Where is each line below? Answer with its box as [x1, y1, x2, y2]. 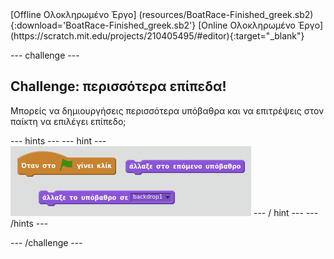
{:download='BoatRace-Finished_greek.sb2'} [10, 19, 197, 31]
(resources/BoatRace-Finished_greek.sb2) [138, 9, 314, 20]
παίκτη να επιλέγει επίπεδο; [10, 115, 127, 127]
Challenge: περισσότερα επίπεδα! [10, 78, 227, 95]
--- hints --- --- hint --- [10, 134, 107, 147]
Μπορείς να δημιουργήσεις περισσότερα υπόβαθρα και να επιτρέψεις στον [10, 104, 325, 117]
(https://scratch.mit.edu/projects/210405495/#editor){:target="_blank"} [10, 30, 305, 42]
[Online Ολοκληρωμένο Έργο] [198, 19, 324, 31]
